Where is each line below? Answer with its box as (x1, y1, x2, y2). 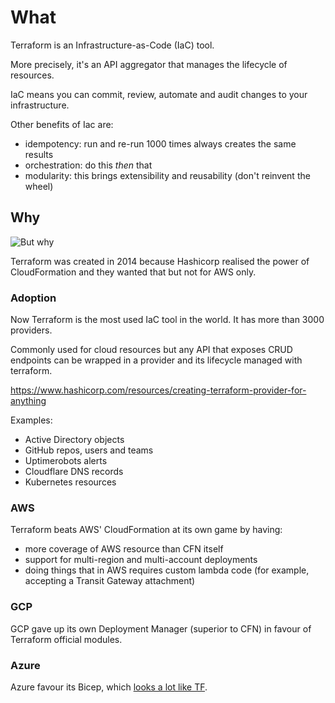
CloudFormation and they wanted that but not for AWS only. (10, 266, 257, 278)
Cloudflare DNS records (24, 466, 124, 478)
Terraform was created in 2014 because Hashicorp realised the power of (10, 255, 310, 267)
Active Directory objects (24, 434, 125, 446)
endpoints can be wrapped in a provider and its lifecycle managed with (10, 354, 303, 366)
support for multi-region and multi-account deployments (24, 554, 258, 566)
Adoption (10, 291, 57, 305)
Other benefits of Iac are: (10, 118, 114, 130)
